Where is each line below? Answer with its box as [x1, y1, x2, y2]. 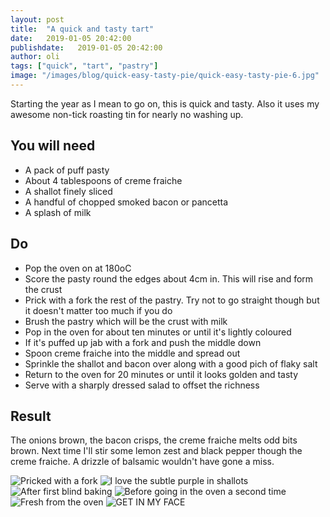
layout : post [10, 14, 65, 25]
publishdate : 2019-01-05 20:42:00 [10, 42, 163, 53]
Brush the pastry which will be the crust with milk [24, 315, 228, 327]
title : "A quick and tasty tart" [10, 24, 155, 34]
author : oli [10, 52, 60, 62]
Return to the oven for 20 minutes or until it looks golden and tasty [24, 368, 299, 380]
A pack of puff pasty [24, 164, 110, 176]
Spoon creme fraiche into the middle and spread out [24, 347, 241, 359]
